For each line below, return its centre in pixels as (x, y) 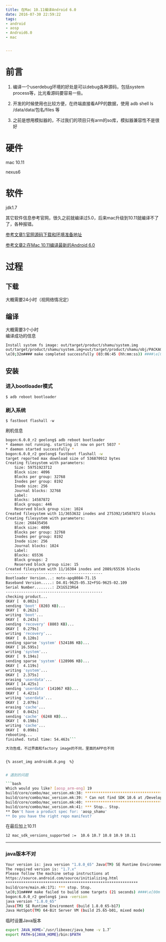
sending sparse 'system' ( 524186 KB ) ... (48, 643)
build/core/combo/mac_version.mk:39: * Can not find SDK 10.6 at (74, 798)
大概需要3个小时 (22, 330)
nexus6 (13, 172)
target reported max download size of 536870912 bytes (63, 458)
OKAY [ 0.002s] (22, 601)
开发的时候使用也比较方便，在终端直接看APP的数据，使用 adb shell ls (83, 103)
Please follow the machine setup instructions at (58, 874)
